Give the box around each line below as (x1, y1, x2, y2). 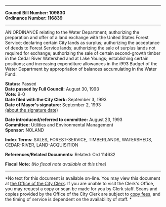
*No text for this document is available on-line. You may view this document (5, 175, 161, 181)
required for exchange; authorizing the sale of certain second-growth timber (5, 50, 161, 56)
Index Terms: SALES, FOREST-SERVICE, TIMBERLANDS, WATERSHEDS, (5, 137, 153, 142)
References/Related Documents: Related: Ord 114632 (5, 152, 116, 157)
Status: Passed (5, 81, 37, 86)
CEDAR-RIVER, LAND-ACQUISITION (5, 142, 79, 148)
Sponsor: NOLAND (5, 127, 44, 133)
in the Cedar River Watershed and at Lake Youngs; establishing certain (5, 55, 149, 61)
